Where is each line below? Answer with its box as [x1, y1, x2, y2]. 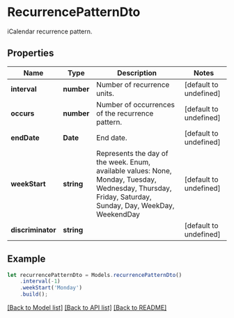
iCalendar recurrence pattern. [7, 27, 93, 35]
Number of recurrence [96, 79, 170, 89]
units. [96, 88, 115, 98]
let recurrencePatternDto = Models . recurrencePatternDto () [7, 271, 182, 278]
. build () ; [19, 291, 49, 298]
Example [7, 253, 46, 265]
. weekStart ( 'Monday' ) [19, 285, 82, 292]
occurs [10, 109, 35, 118]
